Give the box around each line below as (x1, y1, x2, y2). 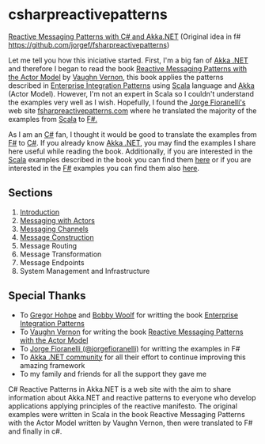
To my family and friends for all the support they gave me (19, 369, 207, 378)
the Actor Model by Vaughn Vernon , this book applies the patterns (8, 72, 224, 82)
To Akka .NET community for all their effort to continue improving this (19, 352, 247, 362)
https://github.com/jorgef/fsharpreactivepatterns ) (8, 40, 170, 49)
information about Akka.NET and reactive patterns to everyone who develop (8, 393, 256, 402)
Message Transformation (19, 249, 102, 259)
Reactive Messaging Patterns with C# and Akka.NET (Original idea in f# (8, 32, 241, 41)
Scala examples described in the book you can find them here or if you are (8, 154, 252, 164)
